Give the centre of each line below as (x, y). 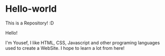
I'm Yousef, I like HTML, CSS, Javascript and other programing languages (82, 43)
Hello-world (31, 9)
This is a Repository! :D (30, 23)
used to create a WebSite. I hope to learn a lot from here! (65, 48)
